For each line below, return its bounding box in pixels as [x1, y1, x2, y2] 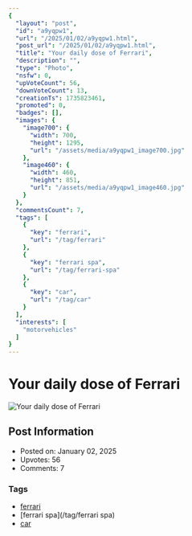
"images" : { [15, 117, 56, 125]
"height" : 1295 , [29, 138, 84, 147]
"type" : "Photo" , [15, 64, 74, 72]
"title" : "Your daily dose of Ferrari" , [15, 49, 153, 57]
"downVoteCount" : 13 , [15, 86, 88, 95]
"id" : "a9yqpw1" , [15, 27, 74, 35]
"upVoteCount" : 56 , [15, 79, 81, 87]
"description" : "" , [15, 57, 81, 65]
